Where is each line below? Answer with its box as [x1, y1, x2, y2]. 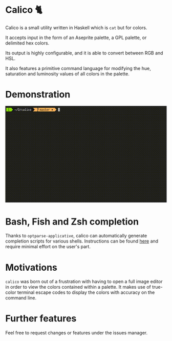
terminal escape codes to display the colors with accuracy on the [17, 289, 155, 295]
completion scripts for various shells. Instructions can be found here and [5, 238, 159, 244]
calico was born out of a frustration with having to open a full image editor [5, 278, 163, 285]
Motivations [5, 262, 57, 273]
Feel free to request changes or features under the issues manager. [5, 330, 147, 336]
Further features [5, 313, 77, 325]
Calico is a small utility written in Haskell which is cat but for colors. [5, 24, 147, 31]
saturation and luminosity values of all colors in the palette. [5, 70, 130, 77]
